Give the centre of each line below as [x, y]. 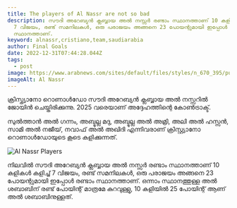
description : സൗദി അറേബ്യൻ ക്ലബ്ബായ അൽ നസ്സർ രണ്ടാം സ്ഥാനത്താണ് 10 [113, 20]
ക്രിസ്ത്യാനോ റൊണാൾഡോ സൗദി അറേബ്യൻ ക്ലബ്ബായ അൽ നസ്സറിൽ [108, 99]
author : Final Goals [38, 47]
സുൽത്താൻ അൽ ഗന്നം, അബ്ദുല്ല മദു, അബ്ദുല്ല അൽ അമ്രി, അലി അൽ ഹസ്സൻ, [118, 121]
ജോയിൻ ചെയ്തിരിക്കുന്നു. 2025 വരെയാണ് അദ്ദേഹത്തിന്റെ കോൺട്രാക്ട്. [109, 107]
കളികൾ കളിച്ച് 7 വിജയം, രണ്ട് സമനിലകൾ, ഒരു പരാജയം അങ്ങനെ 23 [110, 173]
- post [23, 66]
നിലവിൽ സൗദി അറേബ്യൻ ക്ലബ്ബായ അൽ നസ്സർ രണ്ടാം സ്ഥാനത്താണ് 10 [114, 165]
